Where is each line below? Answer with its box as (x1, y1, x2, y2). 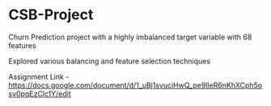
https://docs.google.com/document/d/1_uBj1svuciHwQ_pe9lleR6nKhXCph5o (8, 80, 263, 90)
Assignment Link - (8, 71, 70, 81)
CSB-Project (8, 6, 94, 24)
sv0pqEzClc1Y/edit (8, 88, 71, 98)
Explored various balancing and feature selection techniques (8, 56, 211, 66)
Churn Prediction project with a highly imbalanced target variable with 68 (8, 32, 252, 42)
